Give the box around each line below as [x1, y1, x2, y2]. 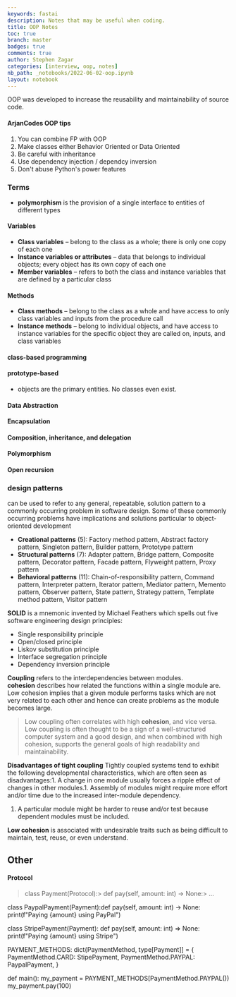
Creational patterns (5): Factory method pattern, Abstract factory [17, 536, 209, 544]
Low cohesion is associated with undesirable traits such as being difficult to [7, 826, 228, 835]
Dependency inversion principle [17, 660, 111, 669]
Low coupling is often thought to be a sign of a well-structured [24, 725, 206, 734]
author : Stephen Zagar [7, 56, 74, 64]
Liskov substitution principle [17, 645, 99, 653]
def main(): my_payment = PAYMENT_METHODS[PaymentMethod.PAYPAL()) [7, 974, 230, 982]
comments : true [7, 50, 52, 57]
